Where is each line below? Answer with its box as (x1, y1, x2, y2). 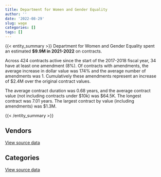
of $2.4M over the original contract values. (5, 78, 91, 84)
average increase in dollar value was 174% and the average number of (5, 68, 146, 73)
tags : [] (5, 30, 23, 35)
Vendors (5, 127, 32, 135)
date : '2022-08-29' (5, 16, 45, 21)
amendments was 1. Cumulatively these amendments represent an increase (5, 73, 157, 79)
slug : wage (5, 20, 27, 26)
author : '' (5, 12, 27, 17)
